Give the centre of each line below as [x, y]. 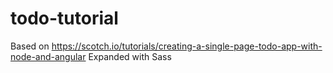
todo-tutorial [64, 18]
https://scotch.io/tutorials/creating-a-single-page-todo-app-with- [187, 46]
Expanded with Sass [130, 56]
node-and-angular [48, 56]
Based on [30, 46]
